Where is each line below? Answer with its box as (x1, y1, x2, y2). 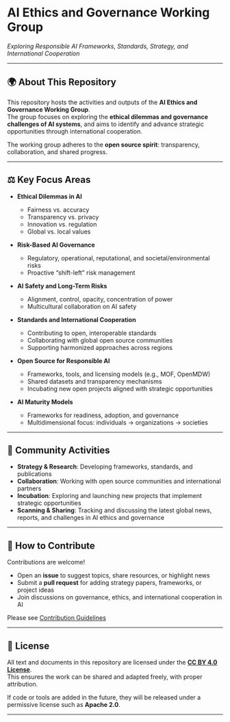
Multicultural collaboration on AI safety (27, 302, 137, 310)
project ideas (16, 586, 55, 594)
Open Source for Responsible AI (16, 356, 110, 364)
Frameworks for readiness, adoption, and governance (27, 411, 179, 419)
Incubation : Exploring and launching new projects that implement (16, 492, 202, 500)
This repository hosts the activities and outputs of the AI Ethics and (7, 98, 198, 106)
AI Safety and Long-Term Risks (16, 282, 107, 290)
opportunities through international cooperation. (7, 127, 142, 135)
